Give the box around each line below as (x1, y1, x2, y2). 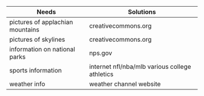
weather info (9, 80, 46, 88)
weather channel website (89, 80, 161, 88)
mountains (9, 25, 39, 34)
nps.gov (89, 49, 112, 57)
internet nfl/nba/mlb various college (89, 63, 191, 71)
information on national (9, 45, 75, 53)
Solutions (127, 8, 156, 16)
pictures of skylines (9, 36, 66, 43)
